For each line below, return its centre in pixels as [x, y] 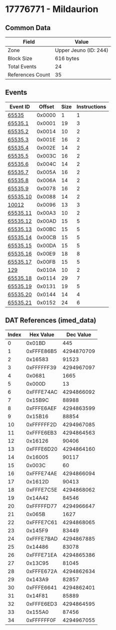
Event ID [20, 106]
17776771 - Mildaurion [52, 9]
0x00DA [46, 245]
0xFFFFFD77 [42, 506]
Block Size [20, 58]
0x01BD [36, 343]
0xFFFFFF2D [41, 424]
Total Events [22, 66]
